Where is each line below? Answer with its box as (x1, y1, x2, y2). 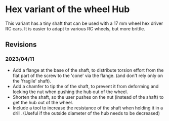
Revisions (5, 41, 37, 49)
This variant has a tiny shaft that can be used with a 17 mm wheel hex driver (5, 20, 163, 26)
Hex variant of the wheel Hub (5, 4, 130, 15)
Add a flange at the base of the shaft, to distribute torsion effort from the (12, 67, 164, 73)
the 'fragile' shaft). (12, 77, 52, 84)
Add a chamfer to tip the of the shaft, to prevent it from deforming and (12, 83, 159, 89)
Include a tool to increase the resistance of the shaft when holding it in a (12, 105, 163, 111)
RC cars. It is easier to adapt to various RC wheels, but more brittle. (5, 25, 145, 31)
